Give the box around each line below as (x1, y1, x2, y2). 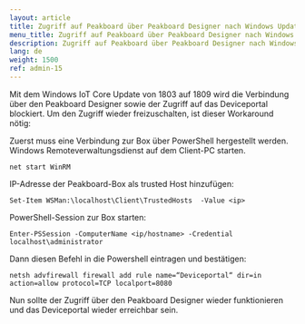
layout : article (9, 13, 71, 23)
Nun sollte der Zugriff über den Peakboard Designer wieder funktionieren (9, 294, 284, 305)
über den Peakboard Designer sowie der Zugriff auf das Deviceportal (9, 98, 269, 109)
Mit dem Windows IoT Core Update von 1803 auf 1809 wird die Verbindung (9, 88, 290, 100)
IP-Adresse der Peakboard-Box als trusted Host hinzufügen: (9, 178, 234, 189)
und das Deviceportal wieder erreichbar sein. (9, 304, 179, 315)
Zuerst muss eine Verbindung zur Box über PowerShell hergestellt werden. (9, 135, 289, 146)
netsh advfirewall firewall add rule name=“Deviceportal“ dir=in (9, 270, 261, 280)
